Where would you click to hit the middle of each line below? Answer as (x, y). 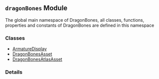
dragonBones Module (37, 8)
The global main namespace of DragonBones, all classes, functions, (75, 20)
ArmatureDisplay (30, 49)
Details (14, 72)
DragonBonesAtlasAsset (37, 59)
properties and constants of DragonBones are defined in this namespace (80, 25)
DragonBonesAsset (32, 54)
